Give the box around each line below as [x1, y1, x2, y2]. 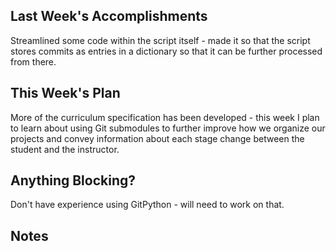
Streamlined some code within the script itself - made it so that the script [10, 34, 311, 46]
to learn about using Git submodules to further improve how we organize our [10, 122, 326, 134]
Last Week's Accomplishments [10, 8, 208, 25]
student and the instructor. [10, 143, 120, 155]
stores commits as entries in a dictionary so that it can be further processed [10, 45, 323, 57]
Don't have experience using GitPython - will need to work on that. [10, 199, 285, 211]
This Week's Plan [10, 85, 121, 102]
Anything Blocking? [10, 172, 137, 189]
